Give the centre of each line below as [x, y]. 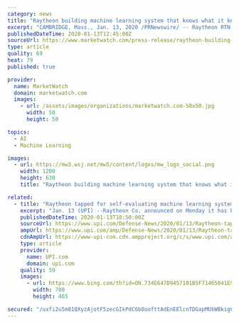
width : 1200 [38, 171]
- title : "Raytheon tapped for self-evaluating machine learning [113, 204]
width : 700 [49, 290]
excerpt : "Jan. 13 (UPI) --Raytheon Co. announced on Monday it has [124, 210]
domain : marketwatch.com [51, 93]
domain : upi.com [50, 264]
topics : [19, 132]
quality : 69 [25, 54]
